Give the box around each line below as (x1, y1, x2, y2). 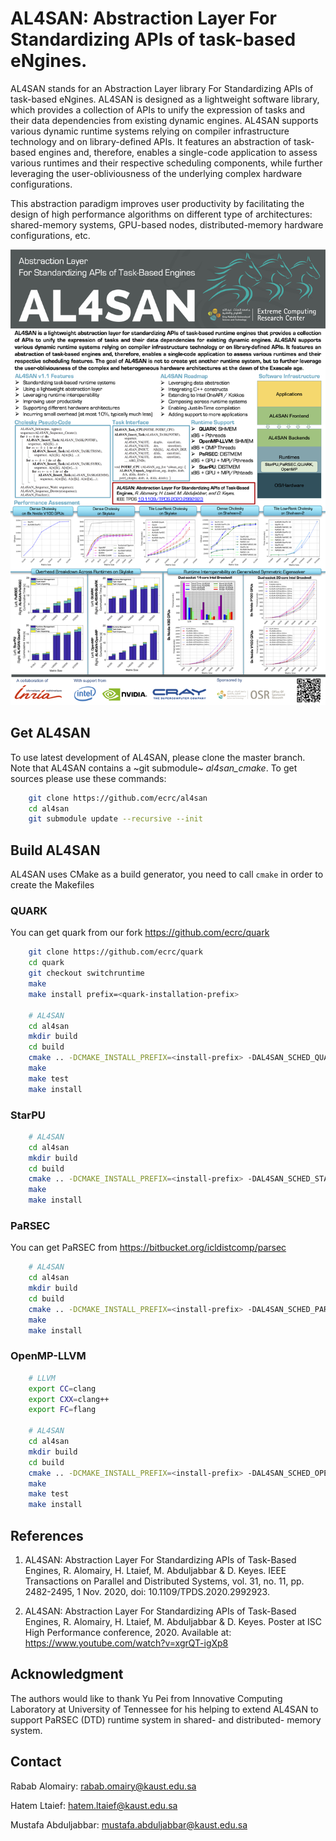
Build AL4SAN (10, 842, 101, 859)
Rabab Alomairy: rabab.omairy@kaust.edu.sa (10, 1780, 197, 1792)
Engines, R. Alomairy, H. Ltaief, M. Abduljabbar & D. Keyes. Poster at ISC (24, 1616, 323, 1627)
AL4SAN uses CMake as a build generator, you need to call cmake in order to (10, 868, 324, 881)
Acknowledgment (10, 1666, 124, 1683)
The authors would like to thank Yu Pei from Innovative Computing (10, 1692, 283, 1704)
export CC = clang (28, 1383, 97, 1394)
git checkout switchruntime (28, 968, 145, 979)
